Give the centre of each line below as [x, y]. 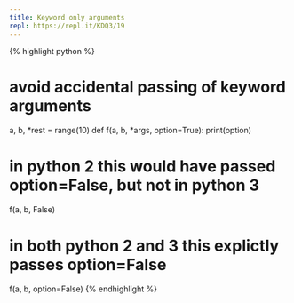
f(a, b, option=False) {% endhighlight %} [83, 289]
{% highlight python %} [52, 51]
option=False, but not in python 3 [135, 185]
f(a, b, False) [32, 210]
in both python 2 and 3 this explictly [144, 246]
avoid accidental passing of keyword [147, 87]
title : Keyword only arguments [67, 17]
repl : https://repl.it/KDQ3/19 [67, 26]
